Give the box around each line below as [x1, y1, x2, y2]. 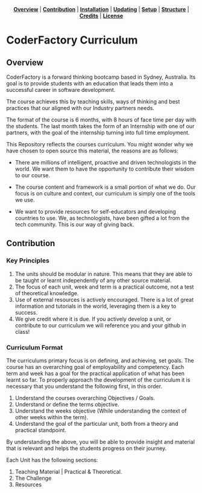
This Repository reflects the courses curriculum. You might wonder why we [6, 141, 194, 148]
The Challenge [14, 474, 52, 482]
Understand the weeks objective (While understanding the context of [14, 407, 187, 414]
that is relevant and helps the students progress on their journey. [6, 445, 167, 452]
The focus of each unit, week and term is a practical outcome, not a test [14, 283, 194, 290]
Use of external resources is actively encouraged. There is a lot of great [14, 296, 194, 303]
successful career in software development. [6, 87, 116, 93]
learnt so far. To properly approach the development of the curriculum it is [6, 376, 191, 384]
